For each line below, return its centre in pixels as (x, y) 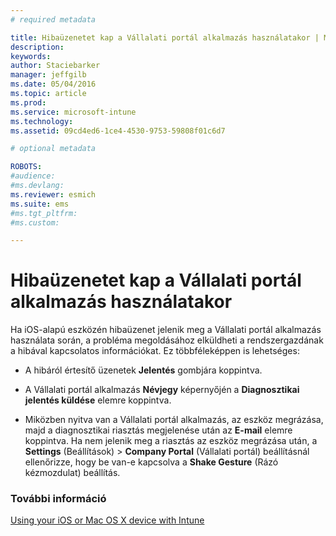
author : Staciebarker (55, 66)
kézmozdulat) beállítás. (72, 473)
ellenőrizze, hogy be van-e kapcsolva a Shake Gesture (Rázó (151, 462)
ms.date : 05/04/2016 (53, 84)
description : (37, 47)
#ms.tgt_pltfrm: (44, 213)
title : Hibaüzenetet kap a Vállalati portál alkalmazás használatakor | (165, 37)
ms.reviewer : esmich (53, 194)
